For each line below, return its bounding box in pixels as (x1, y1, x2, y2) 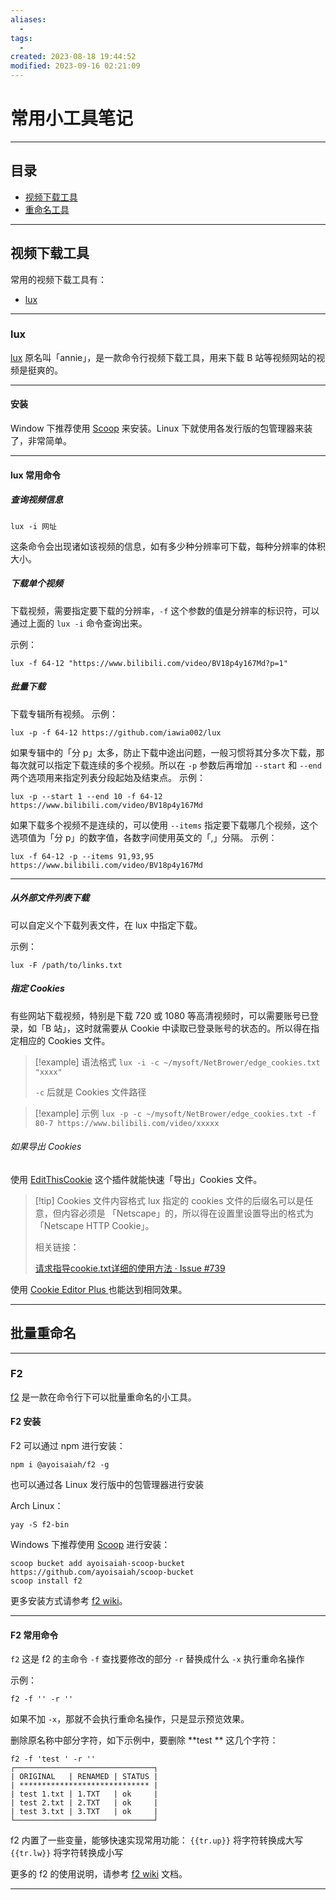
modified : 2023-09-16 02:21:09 (10, 61, 141, 71)
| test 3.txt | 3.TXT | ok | (10, 1807, 159, 1817)
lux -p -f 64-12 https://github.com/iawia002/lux (10, 727, 222, 738)
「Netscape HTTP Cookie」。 (34, 1219, 155, 1231)
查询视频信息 (10, 494, 63, 506)
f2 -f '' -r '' (10, 1694, 74, 1705)
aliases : (10, 14, 47, 25)
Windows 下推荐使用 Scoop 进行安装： (10, 1539, 171, 1551)
